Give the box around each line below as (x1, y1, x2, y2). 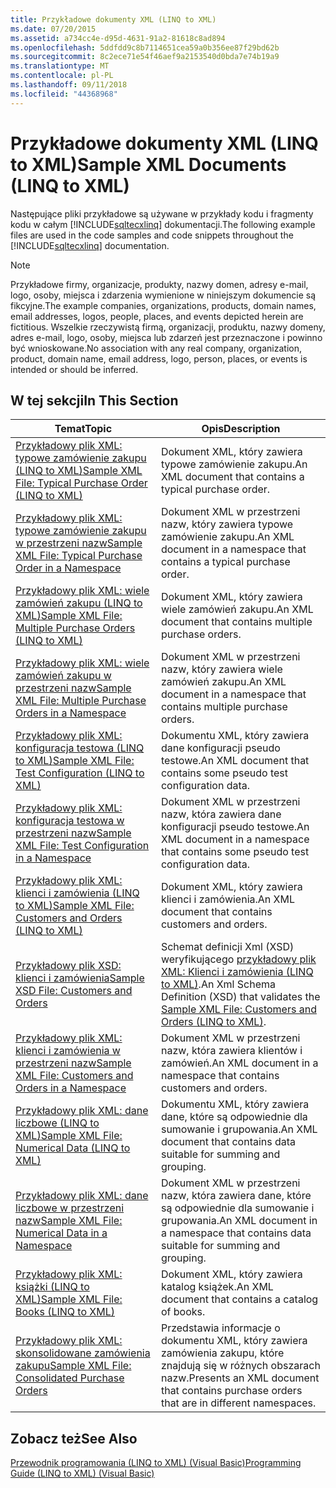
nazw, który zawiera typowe (160, 517, 294, 531)
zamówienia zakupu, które (160, 1346, 285, 1360)
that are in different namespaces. (160, 1396, 317, 1410)
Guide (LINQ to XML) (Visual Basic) (10, 1467, 155, 1480)
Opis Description (201, 422, 281, 436)
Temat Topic (54, 422, 113, 436)
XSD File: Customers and (15, 984, 133, 998)
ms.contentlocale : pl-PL (10, 71, 114, 81)
